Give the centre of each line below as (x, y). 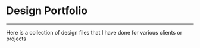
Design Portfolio (47, 11)
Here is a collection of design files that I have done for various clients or (94, 32)
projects (16, 39)
